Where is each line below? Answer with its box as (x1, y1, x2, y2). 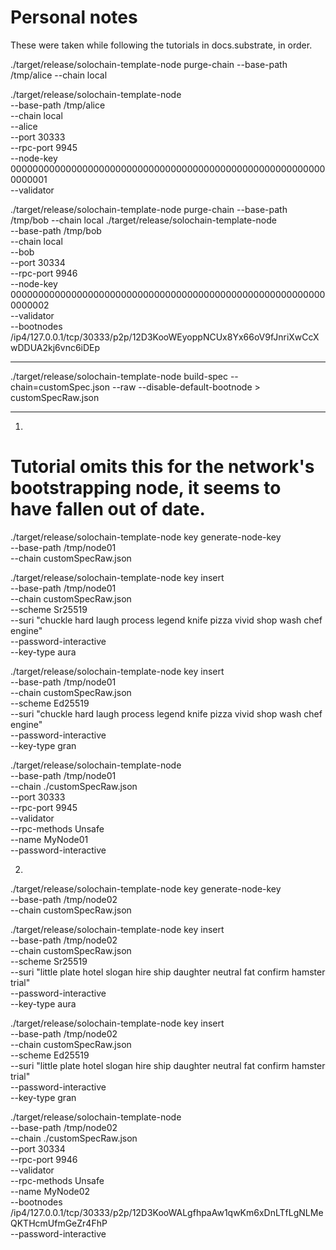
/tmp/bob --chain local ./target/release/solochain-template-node (10, 214, 278, 226)
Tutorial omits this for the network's (10, 456, 315, 478)
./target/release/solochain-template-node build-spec (10, 370, 228, 382)
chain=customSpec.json (10, 381, 111, 393)
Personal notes (10, 6, 138, 29)
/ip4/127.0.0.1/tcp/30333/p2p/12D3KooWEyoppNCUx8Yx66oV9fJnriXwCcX (10, 331, 320, 343)
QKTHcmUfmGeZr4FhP (10, 1217, 108, 1229)
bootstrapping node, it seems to (10, 477, 282, 500)
